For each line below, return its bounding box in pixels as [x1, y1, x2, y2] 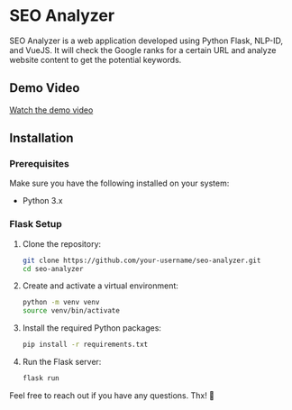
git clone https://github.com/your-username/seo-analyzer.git [22, 256, 261, 265]
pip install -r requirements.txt [22, 340, 149, 350]
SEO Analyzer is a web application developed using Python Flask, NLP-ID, [9, 35, 284, 46]
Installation [9, 131, 74, 146]
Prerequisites [9, 158, 69, 170]
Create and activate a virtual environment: [22, 280, 178, 291]
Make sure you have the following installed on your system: [9, 178, 230, 189]
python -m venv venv [22, 298, 100, 307]
